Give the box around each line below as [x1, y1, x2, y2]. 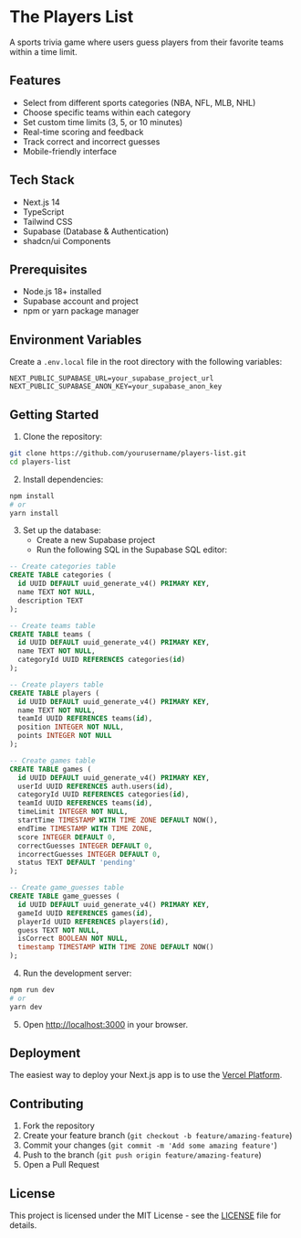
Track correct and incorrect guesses [22, 135, 161, 147]
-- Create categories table [9, 562, 117, 571]
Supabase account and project [22, 295, 139, 307]
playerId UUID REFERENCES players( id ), [17, 917, 170, 926]
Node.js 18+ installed [22, 286, 102, 297]
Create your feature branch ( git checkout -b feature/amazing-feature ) [22, 1130, 293, 1141]
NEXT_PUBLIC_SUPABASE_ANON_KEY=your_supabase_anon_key [9, 382, 223, 391]
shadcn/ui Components [22, 235, 111, 246]
